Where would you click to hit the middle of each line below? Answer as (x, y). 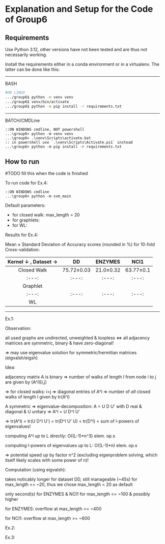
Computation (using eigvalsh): (36, 470)
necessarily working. (26, 55)
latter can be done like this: (32, 69)
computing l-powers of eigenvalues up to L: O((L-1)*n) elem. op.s (71, 446)
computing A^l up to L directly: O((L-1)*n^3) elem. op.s (60, 436)
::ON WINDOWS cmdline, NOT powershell (45, 129)
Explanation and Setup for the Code (79, 9)
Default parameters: (25, 206)
